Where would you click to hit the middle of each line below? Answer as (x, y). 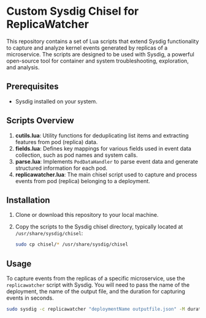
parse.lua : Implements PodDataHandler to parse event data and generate (106, 161)
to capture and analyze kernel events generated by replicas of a (87, 48)
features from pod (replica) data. (56, 142)
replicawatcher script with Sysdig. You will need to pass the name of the (98, 285)
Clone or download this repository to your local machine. (87, 215)
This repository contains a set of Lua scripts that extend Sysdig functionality (103, 41)
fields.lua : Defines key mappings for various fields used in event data (103, 148)
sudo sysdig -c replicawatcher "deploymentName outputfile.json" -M (96, 309)
